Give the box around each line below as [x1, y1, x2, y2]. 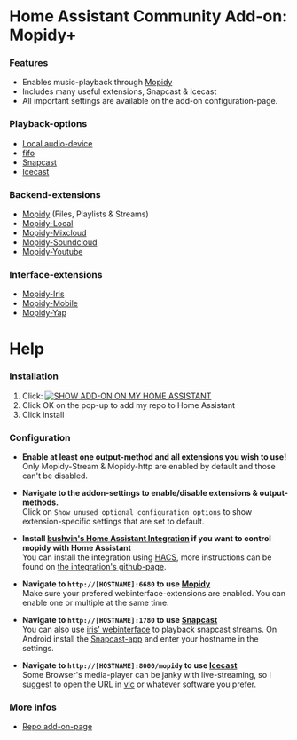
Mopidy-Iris [21, 288, 65, 299]
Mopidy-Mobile [21, 298, 78, 309]
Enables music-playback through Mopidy [21, 77, 173, 88]
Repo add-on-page [21, 721, 93, 732]
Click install [21, 409, 65, 420]
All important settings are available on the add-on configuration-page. [21, 96, 278, 106]
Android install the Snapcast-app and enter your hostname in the [21, 634, 259, 644]
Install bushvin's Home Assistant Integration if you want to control [21, 533, 272, 544]
